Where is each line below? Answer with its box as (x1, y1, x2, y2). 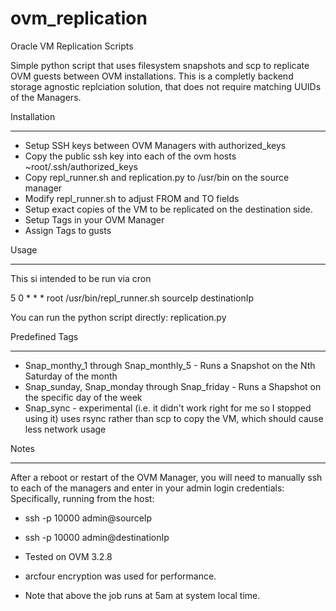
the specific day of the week (24, 391, 143, 403)
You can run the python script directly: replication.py (10, 311, 227, 323)
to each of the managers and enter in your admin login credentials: (10, 482, 285, 494)
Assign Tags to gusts (24, 224, 112, 236)
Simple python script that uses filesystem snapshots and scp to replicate (10, 59, 310, 71)
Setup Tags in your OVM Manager (24, 213, 165, 226)
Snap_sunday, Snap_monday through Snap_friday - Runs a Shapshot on (24, 380, 322, 392)
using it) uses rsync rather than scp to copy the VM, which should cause (24, 412, 324, 424)
